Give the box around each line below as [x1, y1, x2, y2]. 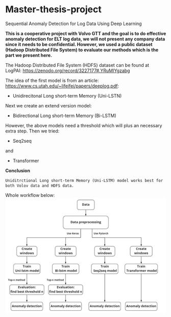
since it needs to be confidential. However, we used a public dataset [5, 41, 153, 47]
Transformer [12, 157, 39, 164]
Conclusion [5, 167, 31, 173]
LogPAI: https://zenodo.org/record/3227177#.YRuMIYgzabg [5, 67, 130, 74]
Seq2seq [12, 138, 32, 144]
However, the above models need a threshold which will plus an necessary [5, 122, 162, 128]
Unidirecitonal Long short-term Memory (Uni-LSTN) [12, 93, 122, 99]
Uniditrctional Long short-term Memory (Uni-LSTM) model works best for [5, 178, 163, 183]
